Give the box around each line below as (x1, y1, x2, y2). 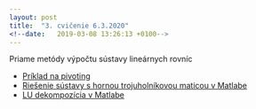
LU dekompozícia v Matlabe (21, 90, 124, 100)
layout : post (9, 12, 58, 22)
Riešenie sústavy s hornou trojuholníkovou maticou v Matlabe (21, 81, 247, 91)
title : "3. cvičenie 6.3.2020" (9, 21, 129, 30)
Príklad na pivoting (21, 71, 91, 82)
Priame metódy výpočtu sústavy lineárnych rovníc (9, 54, 193, 65)
